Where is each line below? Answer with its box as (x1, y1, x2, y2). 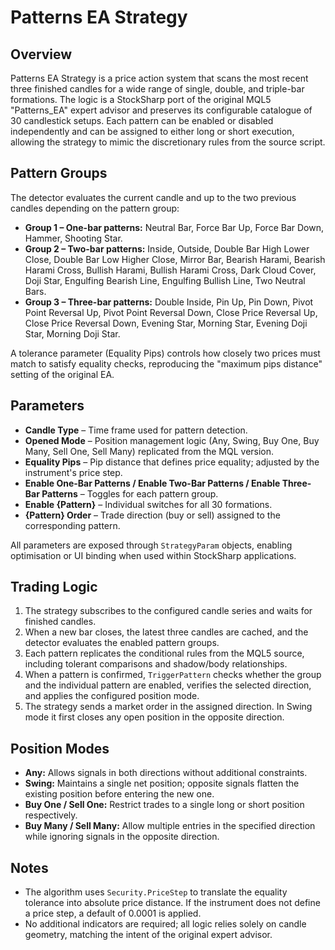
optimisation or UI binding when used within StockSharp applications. (10, 549, 297, 561)
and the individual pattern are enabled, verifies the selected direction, (24, 679, 312, 691)
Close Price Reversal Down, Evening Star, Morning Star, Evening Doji (24, 317, 308, 329)
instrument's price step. (24, 466, 123, 478)
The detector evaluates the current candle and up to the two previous (10, 191, 297, 203)
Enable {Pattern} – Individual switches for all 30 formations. (24, 498, 273, 510)
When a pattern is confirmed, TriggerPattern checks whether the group (24, 669, 322, 681)
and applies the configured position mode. (24, 690, 200, 702)
